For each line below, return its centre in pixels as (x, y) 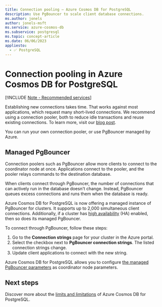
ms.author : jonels (24, 18)
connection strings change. (39, 248)
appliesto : (16, 46)
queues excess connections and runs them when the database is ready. (77, 194)
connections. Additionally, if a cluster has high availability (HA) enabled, (77, 214)
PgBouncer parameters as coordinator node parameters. (62, 267)
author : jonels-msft (26, 23)
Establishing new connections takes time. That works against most (72, 107)
